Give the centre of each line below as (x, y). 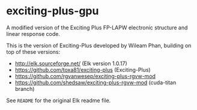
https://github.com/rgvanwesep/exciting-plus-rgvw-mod (85, 76)
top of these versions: (33, 51)
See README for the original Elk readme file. (59, 100)
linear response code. (33, 33)
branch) (25, 88)
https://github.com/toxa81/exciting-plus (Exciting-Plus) (83, 69)
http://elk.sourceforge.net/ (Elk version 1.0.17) (71, 63)
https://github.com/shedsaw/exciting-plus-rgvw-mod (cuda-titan (95, 82)
